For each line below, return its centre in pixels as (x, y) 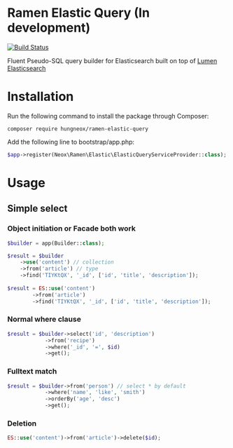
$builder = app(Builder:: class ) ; (56, 243)
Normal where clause (44, 319)
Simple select (37, 209)
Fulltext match (32, 372)
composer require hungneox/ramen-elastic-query (78, 129)
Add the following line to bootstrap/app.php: (71, 142)
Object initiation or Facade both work (72, 229)
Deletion (22, 423)
